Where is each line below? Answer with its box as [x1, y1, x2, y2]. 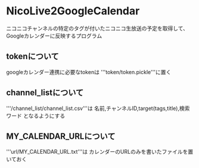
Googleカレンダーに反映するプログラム [6, 32, 102, 39]
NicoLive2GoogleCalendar [6, 4, 140, 18]
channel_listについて [6, 88, 84, 98]
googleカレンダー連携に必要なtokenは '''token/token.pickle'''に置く [6, 68, 172, 75]
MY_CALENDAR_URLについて [6, 131, 116, 141]
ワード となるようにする [6, 112, 66, 119]
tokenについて [6, 51, 60, 62]
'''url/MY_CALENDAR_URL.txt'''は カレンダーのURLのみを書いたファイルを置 [6, 148, 194, 155]
